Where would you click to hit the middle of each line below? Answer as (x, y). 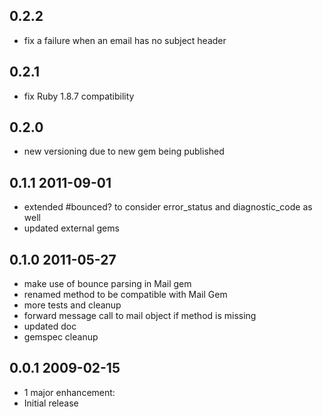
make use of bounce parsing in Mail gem (107, 284)
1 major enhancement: (69, 392)
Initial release (51, 403)
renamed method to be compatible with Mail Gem (125, 295)
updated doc (50, 326)
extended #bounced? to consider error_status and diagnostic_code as (168, 207)
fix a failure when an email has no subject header (125, 40)
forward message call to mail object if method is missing (140, 316)
